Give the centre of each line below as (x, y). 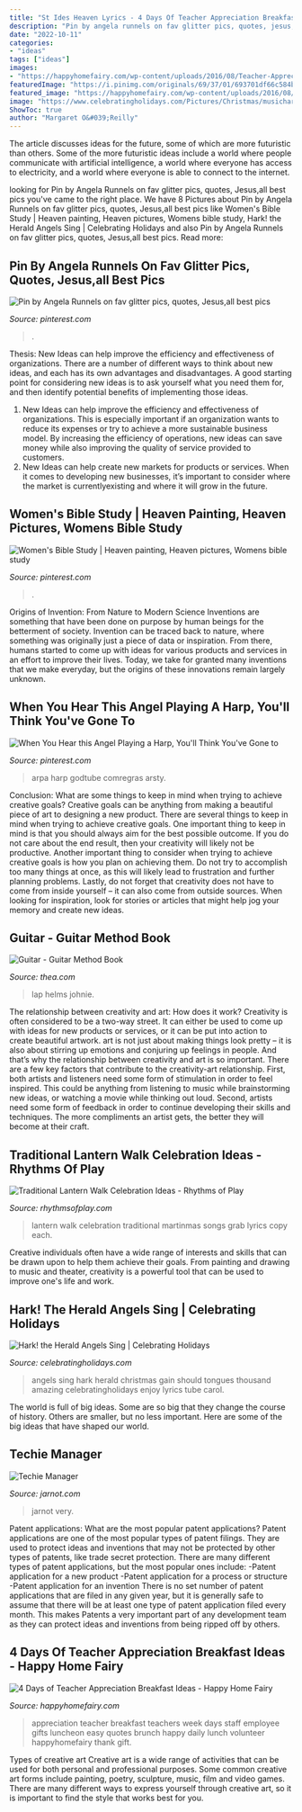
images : (24, 68)
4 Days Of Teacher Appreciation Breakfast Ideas (147, 1652)
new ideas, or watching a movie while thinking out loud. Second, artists (141, 1098)
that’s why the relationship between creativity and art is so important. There (149, 1060)
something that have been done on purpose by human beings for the (137, 621)
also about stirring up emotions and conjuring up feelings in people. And (143, 1050)
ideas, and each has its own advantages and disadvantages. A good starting (151, 372)
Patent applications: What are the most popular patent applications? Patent (148, 1528)
